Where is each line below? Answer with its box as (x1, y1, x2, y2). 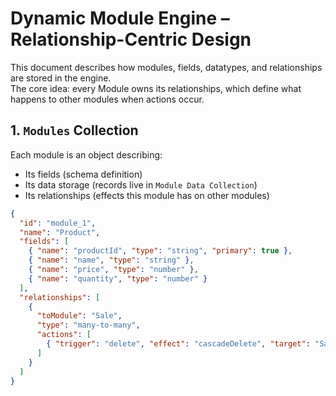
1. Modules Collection (10, 122, 139, 139)
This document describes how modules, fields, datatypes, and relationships (10, 61, 323, 73)
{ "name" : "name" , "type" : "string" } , (28, 255, 195, 266)
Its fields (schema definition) (24, 168, 143, 180)
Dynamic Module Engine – (10, 7, 230, 30)
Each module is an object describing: (10, 148, 163, 161)
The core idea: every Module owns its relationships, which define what (10, 82, 302, 94)
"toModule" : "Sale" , (36, 311, 123, 321)
